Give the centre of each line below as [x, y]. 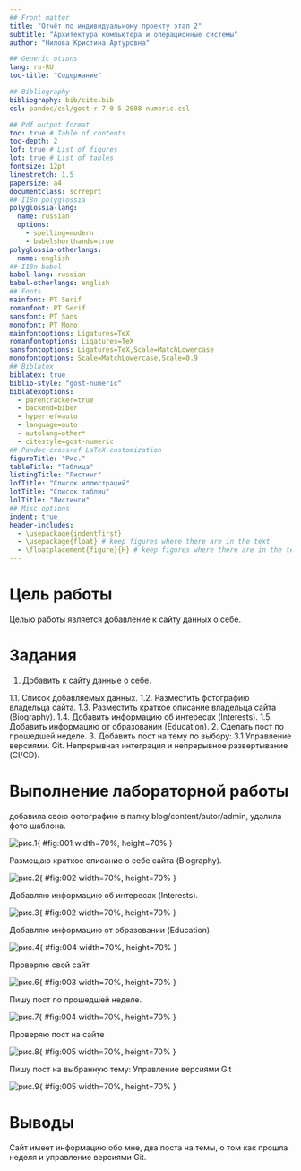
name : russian [43, 216]
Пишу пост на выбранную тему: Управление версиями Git [120, 1069]
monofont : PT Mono [43, 325]
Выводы [42, 1123]
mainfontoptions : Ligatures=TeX [69, 333]
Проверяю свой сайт [49, 965]
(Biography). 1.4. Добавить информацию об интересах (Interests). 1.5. [141, 717]
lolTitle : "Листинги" [50, 500]
